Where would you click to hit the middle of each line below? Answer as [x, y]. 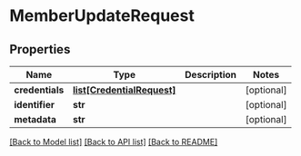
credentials [39, 90]
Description [211, 75]
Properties [40, 49]
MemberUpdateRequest [102, 16]
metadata [35, 119]
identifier [34, 105]
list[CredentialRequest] [124, 90]
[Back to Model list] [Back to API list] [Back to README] [114, 142]
